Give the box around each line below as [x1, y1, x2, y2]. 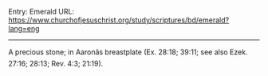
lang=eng [8, 24, 40, 33]
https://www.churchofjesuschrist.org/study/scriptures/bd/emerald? [8, 15, 230, 25]
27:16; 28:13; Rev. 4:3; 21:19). [8, 59, 104, 68]
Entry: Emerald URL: [8, 7, 74, 16]
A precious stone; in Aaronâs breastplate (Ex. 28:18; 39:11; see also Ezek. [8, 47, 248, 57]
